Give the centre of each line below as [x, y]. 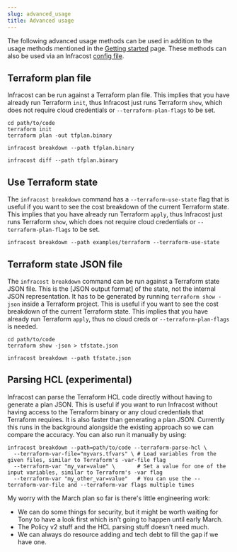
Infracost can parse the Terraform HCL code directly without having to [110, 397]
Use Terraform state [53, 182]
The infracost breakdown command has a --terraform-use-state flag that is [118, 199]
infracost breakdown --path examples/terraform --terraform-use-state [114, 243]
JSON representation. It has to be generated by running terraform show [111, 296]
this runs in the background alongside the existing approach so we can [111, 427]
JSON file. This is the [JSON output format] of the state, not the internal [111, 289]
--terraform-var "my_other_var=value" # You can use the [103, 479]
